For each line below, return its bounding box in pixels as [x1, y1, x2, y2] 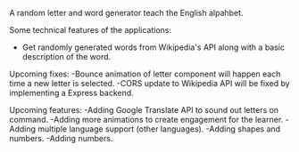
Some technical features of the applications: [9, 25, 172, 35]
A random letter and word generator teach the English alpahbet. [9, 8, 244, 18]
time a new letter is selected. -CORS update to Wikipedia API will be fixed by [9, 78, 290, 88]
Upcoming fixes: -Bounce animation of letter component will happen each [9, 68, 281, 79]
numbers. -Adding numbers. [9, 133, 113, 143]
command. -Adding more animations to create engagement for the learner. [9, 115, 284, 124]
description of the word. [21, 52, 112, 61]
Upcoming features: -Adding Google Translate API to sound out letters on [9, 105, 279, 115]
